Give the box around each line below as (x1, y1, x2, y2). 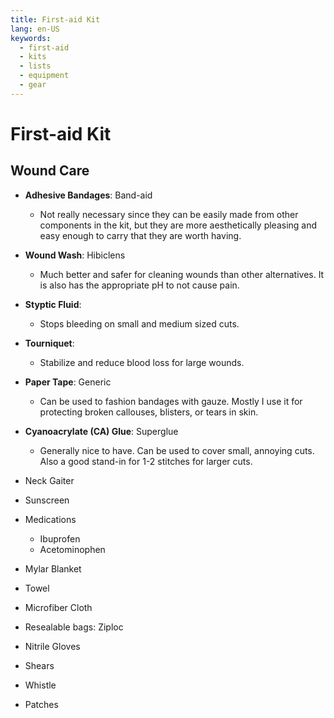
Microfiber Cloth (24, 601, 93, 613)
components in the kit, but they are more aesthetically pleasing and (39, 219, 318, 231)
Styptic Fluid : (24, 298, 82, 310)
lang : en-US (10, 24, 60, 34)
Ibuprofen (39, 532, 81, 545)
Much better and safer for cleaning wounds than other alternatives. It (39, 268, 325, 280)
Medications (24, 513, 77, 525)
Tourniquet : (24, 337, 75, 349)
